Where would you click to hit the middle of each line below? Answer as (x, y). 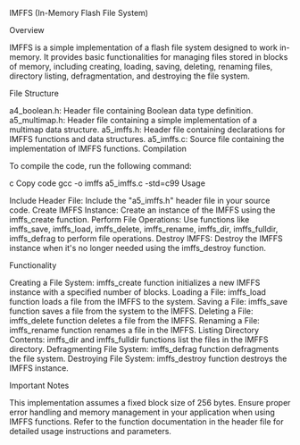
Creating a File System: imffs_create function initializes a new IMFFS (135, 282)
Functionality (33, 265)
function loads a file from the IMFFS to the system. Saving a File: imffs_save (149, 302)
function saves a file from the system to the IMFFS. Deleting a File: (131, 311)
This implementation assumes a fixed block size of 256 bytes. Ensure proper (150, 403)
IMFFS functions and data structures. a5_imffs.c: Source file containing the (147, 139)
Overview (27, 30)
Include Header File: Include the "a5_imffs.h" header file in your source (140, 201)
